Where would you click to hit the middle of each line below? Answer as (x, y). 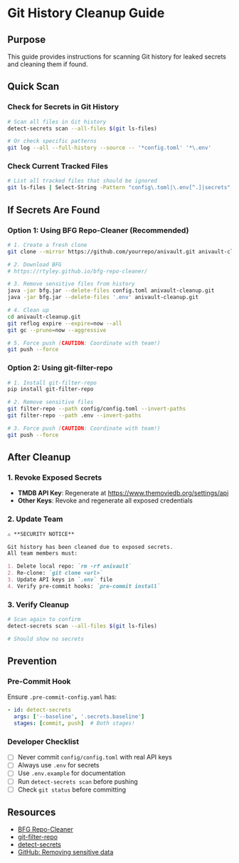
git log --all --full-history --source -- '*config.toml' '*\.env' (110, 148)
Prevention (32, 661)
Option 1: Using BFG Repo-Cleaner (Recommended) (98, 230)
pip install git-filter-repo (51, 389)
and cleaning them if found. (48, 64)
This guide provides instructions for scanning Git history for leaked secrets (117, 56)
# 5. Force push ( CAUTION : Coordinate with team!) (84, 343)
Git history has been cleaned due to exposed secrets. (90, 547)
